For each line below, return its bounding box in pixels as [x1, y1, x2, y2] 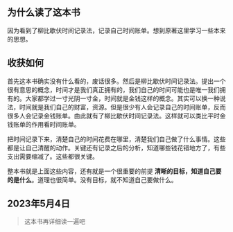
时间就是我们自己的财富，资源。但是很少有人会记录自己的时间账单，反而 [19, 102, 226, 111]
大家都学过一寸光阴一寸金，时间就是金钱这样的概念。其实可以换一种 [25, 94, 220, 102]
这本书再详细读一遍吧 [24, 217, 85, 226]
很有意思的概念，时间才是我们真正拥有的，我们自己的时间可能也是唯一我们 [7, 85, 220, 93]
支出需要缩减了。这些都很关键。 [7, 152, 98, 161]
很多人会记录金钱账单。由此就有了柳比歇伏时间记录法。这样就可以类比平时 [7, 111, 220, 120]
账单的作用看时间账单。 [12, 120, 80, 128]
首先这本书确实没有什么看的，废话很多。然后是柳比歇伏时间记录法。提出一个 [7, 77, 226, 85]
